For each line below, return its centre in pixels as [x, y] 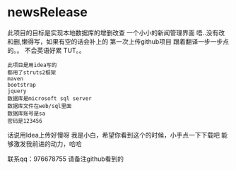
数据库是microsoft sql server [49, 98]
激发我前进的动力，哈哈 [47, 144]
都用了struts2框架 [32, 72]
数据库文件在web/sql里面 [40, 106]
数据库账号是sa [26, 114]
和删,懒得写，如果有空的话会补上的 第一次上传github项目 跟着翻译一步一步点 [118, 41]
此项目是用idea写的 [32, 65]
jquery [17, 91]
